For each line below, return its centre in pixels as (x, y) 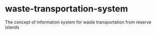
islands (12, 27)
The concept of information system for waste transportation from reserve (78, 22)
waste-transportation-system (67, 9)
